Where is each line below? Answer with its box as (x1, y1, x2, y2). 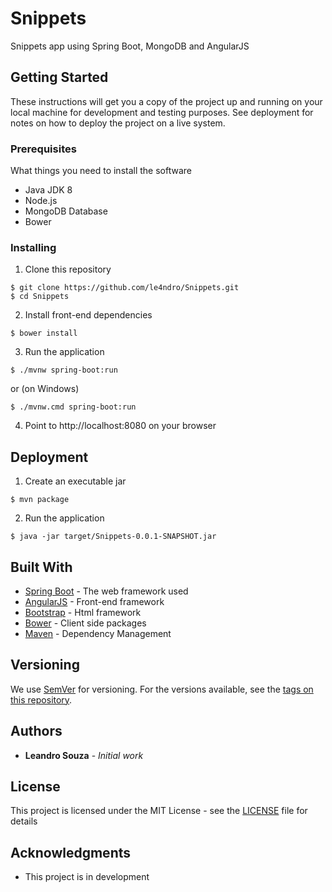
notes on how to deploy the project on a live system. (10, 117, 226, 129)
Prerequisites (10, 142, 77, 156)
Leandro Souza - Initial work (24, 749, 144, 761)
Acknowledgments (10, 844, 132, 861)
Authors (10, 723, 63, 740)
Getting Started (10, 69, 109, 86)
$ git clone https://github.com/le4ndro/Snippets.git (10, 283, 240, 293)
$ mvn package (10, 495, 70, 505)
